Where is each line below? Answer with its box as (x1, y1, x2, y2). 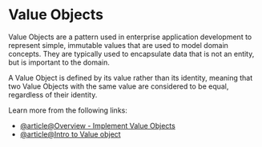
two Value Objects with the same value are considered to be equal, (8, 81, 229, 91)
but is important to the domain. (8, 58, 111, 67)
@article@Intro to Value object (19, 129, 122, 139)
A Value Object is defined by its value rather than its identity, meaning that (8, 73, 253, 82)
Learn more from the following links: (8, 105, 128, 115)
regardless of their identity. (8, 89, 98, 99)
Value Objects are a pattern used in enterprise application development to (8, 32, 252, 42)
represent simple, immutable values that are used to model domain (8, 40, 228, 50)
